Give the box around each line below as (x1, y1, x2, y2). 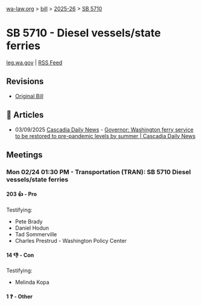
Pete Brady (14, 218, 43, 225)
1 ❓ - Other (6, 292, 33, 300)
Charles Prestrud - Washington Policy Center (14, 237, 127, 245)
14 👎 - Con (6, 251, 34, 259)
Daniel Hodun (14, 224, 49, 231)
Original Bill (14, 92, 44, 99)
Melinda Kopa (14, 278, 49, 286)
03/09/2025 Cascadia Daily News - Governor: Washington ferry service (14, 126, 194, 133)
